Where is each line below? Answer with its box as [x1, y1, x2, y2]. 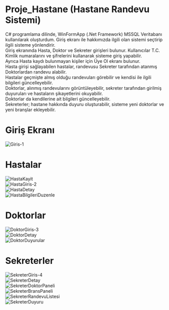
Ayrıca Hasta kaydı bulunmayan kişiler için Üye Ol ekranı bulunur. [5, 58, 141, 64]
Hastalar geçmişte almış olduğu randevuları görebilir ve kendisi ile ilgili [5, 74, 152, 80]
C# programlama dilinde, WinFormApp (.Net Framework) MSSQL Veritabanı [5, 31, 162, 37]
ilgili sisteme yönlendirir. [5, 42, 56, 48]
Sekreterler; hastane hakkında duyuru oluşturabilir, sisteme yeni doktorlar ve [5, 101, 164, 107]
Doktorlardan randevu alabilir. [5, 68, 67, 75]
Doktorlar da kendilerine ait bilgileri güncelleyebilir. [5, 95, 111, 102]
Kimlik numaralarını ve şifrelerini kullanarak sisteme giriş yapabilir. [5, 52, 143, 59]
